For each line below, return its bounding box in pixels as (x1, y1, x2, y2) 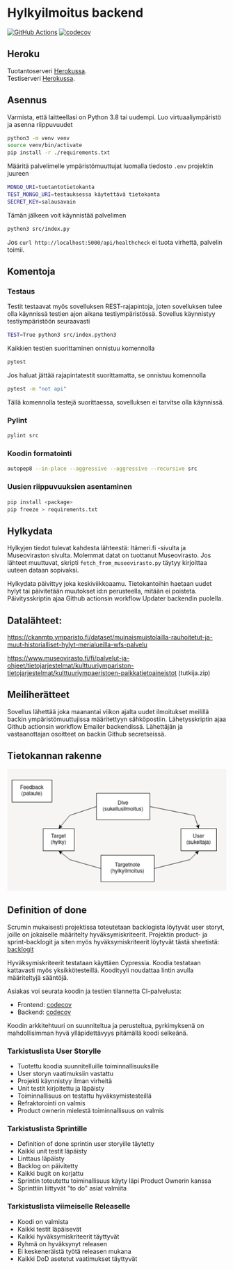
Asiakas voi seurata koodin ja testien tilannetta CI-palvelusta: (7, 987, 182, 995)
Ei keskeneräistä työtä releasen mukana (17, 1247, 131, 1255)
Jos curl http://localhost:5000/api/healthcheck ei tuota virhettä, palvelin (7, 238, 223, 246)
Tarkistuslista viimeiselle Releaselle (7, 1202, 131, 1211)
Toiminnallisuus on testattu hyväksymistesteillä (17, 1091, 152, 1100)
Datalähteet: (7, 614, 63, 626)
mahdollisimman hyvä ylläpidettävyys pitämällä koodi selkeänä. (7, 1029, 188, 1037)
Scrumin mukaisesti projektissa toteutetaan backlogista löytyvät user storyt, (7, 923, 225, 931)
